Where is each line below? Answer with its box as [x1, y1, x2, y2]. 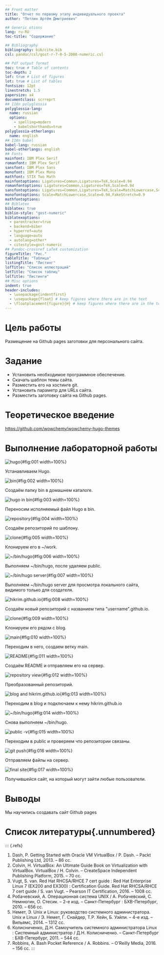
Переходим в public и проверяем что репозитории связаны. [5, 738, 131, 744]
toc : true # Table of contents [5, 65, 69, 70]
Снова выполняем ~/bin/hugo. [5, 719, 68, 725]
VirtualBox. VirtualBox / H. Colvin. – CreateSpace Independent [12, 867, 137, 874]
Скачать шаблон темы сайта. [12, 377, 73, 383]
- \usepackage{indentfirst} [9, 292, 67, 297]
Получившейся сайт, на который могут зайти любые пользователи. [5, 776, 146, 782]
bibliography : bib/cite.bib [5, 47, 62, 52]
